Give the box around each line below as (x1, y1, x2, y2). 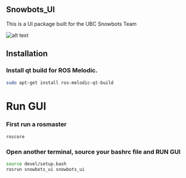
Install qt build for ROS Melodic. (6, 66, 98, 75)
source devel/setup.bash (6, 161, 67, 167)
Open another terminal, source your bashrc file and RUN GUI (6, 147, 181, 156)
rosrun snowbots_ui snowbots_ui (6, 166, 85, 172)
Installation (6, 49, 48, 59)
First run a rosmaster (6, 120, 67, 129)
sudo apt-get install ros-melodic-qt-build (6, 79, 114, 86)
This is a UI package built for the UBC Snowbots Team (6, 20, 137, 27)
